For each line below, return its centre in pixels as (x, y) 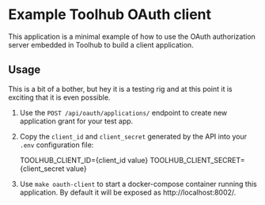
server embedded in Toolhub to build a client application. (101, 44)
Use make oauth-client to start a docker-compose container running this (138, 184)
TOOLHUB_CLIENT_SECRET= (197, 160)
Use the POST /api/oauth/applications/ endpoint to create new (123, 112)
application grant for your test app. (76, 121)
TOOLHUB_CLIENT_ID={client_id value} (84, 160)
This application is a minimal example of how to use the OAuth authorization (132, 36)
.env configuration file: (57, 145)
